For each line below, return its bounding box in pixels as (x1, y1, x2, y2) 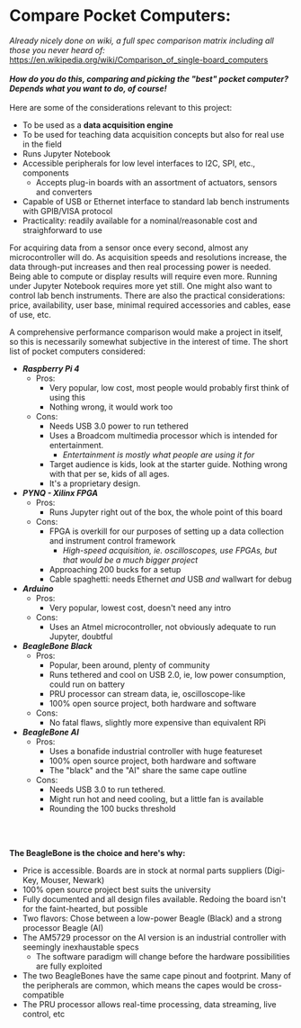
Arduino (22, 582, 54, 594)
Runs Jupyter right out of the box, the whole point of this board (49, 506, 283, 518)
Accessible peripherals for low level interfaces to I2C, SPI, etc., (22, 158, 256, 168)
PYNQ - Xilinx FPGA (22, 487, 99, 498)
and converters (35, 186, 93, 197)
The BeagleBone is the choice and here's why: (9, 847, 186, 858)
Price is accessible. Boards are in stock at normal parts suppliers (22, 865, 262, 876)
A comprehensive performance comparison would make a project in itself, (9, 326, 283, 338)
